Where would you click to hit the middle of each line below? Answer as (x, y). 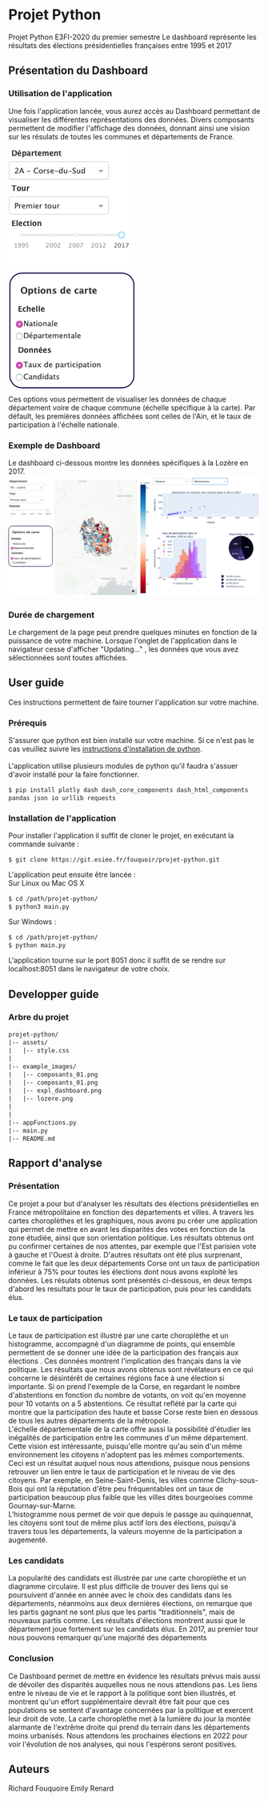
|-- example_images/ (43, 1066)
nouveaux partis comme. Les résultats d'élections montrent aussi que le (127, 1621)
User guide (36, 683)
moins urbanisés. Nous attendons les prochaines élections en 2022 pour (128, 1735)
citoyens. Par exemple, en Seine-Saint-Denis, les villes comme (111, 1480)
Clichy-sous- (237, 1480)
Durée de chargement (52, 615)
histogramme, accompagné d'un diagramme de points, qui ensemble (122, 1343)
